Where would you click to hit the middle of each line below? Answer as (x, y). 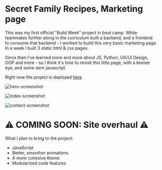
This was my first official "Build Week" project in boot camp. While (71, 32)
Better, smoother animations (40, 153)
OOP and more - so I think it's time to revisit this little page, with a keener (78, 62)
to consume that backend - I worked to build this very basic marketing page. (81, 43)
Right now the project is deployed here (44, 77)
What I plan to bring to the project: (39, 138)
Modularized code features (39, 163)
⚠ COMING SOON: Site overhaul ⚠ (77, 125)
